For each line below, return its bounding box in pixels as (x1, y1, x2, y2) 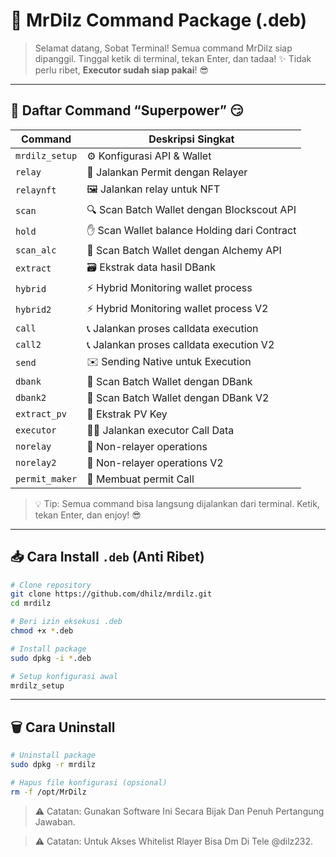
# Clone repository (10, 580, 92, 590)
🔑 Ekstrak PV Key (86, 407, 168, 421)
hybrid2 (15, 304, 52, 316)
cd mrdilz (10, 599, 52, 609)
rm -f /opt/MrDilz (10, 787, 87, 797)
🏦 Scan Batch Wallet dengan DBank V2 (86, 390, 270, 404)
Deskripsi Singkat (148, 132, 235, 146)
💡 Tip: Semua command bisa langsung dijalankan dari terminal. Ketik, (34, 497, 320, 509)
